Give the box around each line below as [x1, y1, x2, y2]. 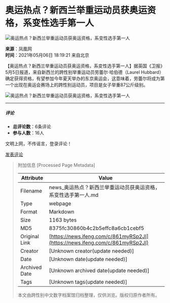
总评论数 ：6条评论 [12, 123, 52, 129]
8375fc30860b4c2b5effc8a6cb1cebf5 [49, 225, 144, 232]
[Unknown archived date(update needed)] [49, 267, 150, 274]
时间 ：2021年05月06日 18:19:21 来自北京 [5, 52, 90, 58]
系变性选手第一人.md [49, 191, 99, 198]
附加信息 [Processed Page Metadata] [17, 162, 95, 168]
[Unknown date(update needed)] [49, 255, 127, 263]
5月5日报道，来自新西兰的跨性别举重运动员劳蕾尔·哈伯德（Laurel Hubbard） [5, 69, 164, 75]
